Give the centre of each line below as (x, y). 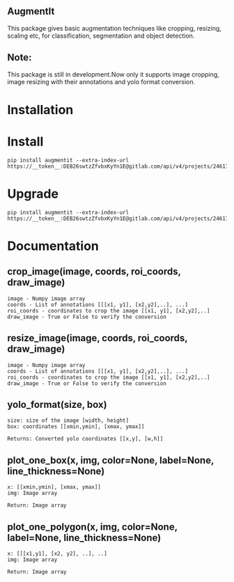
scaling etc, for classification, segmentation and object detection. (101, 36)
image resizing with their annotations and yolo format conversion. (101, 81)
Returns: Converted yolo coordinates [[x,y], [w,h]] (85, 439)
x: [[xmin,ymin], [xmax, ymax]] (54, 487)
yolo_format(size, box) (57, 404)
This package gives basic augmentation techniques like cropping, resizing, (114, 28)
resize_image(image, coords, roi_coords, (97, 338)
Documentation (53, 246)
